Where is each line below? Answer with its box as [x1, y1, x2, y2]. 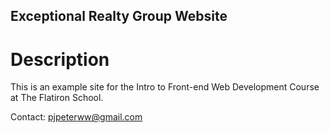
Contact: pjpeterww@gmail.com [10, 111, 143, 123]
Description [10, 48, 110, 71]
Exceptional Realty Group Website [10, 8, 228, 25]
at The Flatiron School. [10, 92, 104, 104]
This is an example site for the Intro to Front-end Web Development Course [10, 81, 320, 93]
